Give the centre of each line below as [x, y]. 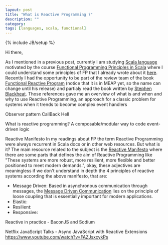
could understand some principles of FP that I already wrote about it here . [81, 72]
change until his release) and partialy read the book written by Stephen [78, 88]
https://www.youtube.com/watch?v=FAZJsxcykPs [57, 237]
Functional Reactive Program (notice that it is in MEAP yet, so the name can [83, 83]
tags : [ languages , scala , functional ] [46, 28]
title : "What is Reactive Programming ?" [49, 14]
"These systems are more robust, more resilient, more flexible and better [80, 160]
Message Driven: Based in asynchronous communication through [80, 186]
